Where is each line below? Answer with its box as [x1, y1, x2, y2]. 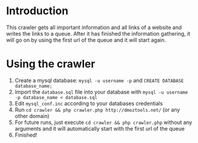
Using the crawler [6, 58, 95, 71]
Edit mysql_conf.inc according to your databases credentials [14, 100, 163, 107]
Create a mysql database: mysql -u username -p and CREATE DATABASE [14, 77, 184, 84]
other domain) [14, 112, 50, 119]
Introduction [6, 4, 69, 18]
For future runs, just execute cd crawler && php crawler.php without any [14, 119, 193, 126]
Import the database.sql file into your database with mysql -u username [14, 88, 188, 96]
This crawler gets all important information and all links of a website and [6, 24, 182, 31]
